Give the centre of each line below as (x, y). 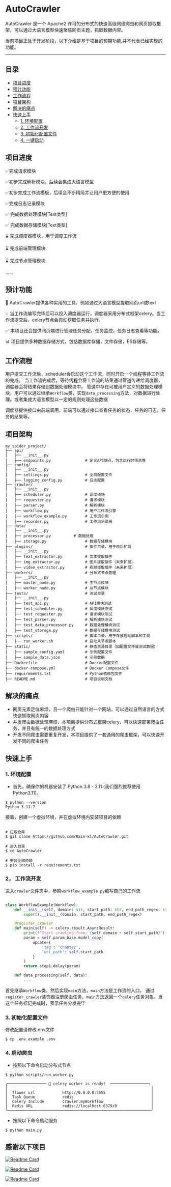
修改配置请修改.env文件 (30, 1030)
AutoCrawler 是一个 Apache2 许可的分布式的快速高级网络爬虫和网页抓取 (81, 23)
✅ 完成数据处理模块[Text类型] (36, 214)
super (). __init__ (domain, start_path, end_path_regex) (83, 914)
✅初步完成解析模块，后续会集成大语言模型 (50, 182)
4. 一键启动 (32, 140)
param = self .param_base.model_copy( (63, 938)
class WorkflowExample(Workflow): (42, 905)
